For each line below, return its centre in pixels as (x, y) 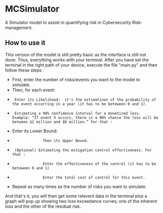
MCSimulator (32, 9)
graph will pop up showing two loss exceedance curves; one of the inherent (81, 201)
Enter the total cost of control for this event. (94, 177)
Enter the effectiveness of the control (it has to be (100, 164)
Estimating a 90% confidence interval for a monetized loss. (78, 113)
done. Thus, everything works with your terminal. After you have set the (77, 60)
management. (19, 27)
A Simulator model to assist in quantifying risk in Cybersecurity (68, 22)
